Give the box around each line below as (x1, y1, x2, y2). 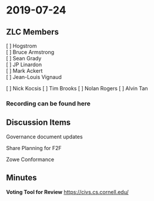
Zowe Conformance (6, 156, 55, 163)
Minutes (6, 173, 37, 183)
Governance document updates (6, 133, 83, 140)
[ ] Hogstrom (6, 42, 37, 49)
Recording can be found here (6, 99, 91, 107)
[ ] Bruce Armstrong (6, 49, 55, 56)
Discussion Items (6, 118, 71, 128)
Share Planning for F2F (6, 144, 62, 151)
